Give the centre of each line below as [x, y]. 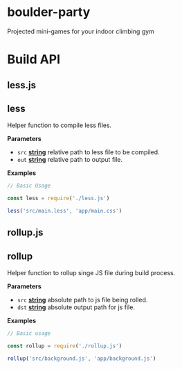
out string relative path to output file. [70, 160]
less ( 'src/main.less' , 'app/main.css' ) [65, 211]
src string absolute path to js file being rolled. [82, 300]
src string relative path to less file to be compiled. [89, 152]
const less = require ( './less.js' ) [58, 199]
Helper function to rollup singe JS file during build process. [91, 273]
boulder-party [49, 12]
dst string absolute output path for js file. [76, 307]
